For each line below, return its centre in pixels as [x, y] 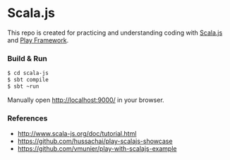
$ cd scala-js [28, 73]
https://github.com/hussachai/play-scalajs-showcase [95, 141]
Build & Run [28, 58]
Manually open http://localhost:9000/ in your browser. [86, 100]
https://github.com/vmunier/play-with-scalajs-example [97, 149]
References [28, 118]
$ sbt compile [28, 80]
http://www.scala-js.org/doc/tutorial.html [77, 134]
